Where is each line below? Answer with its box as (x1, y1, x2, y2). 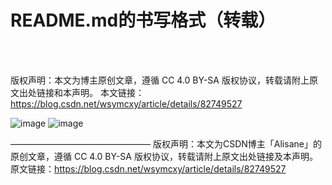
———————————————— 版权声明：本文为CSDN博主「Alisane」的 (10, 137, 322, 150)
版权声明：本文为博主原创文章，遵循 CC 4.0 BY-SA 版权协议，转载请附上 (10, 74, 310, 86)
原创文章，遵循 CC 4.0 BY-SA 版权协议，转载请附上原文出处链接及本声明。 (10, 150, 318, 162)
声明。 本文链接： (71, 86, 145, 98)
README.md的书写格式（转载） (10, 9, 277, 32)
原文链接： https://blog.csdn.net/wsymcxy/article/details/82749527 (10, 162, 287, 175)
